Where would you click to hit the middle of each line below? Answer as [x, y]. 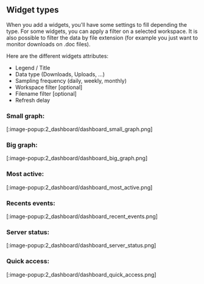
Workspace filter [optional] [49, 87]
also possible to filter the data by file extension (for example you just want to [102, 37]
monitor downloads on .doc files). [48, 44]
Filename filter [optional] [46, 93]
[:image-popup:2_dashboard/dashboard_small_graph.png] [79, 129]
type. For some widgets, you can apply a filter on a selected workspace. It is [102, 31]
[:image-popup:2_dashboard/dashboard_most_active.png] [79, 187]
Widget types [33, 10]
